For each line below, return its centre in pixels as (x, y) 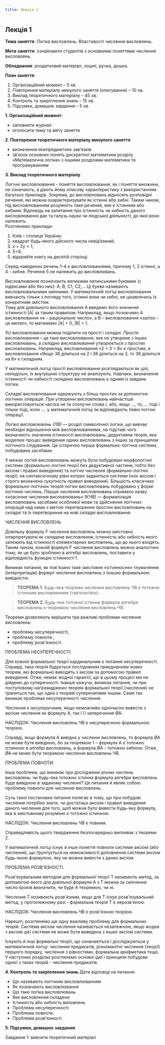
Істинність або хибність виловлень (49, 1003)
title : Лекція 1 (22, 10)
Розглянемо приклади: (29, 226)
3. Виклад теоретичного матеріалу (43, 175)
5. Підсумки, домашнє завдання (40, 1028)
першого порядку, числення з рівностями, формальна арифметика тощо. (82, 952)
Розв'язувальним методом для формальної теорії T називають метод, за (82, 877)
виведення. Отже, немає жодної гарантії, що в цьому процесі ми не (77, 677)
